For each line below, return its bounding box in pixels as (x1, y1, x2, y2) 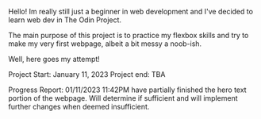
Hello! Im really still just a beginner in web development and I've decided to (8, 7, 254, 16)
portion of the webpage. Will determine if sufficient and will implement (8, 94, 238, 102)
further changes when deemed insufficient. (8, 102, 150, 111)
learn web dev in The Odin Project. (8, 15, 121, 25)
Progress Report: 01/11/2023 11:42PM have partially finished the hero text (8, 85, 248, 94)
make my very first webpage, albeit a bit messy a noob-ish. (8, 39, 202, 48)
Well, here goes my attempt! (8, 55, 101, 63)
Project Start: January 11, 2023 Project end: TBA (8, 70, 166, 79)
